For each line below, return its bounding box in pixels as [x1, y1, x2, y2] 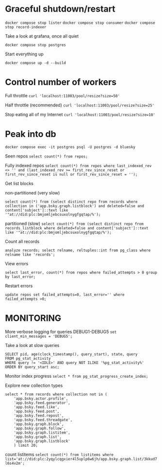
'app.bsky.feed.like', [14, 404, 60, 409]
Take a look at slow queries [5, 342, 60, 348]
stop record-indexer [5, 24, 47, 30]
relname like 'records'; [5, 252, 55, 257]
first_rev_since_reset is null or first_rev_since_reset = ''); [5, 172, 138, 177]
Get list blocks [5, 180, 34, 186]
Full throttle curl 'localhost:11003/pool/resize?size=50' [5, 92, 120, 98]
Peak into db [5, 129, 57, 139]
